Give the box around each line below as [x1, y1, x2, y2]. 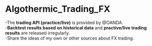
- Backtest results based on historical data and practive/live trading [5, 24, 147, 30]
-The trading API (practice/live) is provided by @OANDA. [5, 20, 124, 25]
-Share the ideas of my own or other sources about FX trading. [5, 35, 135, 41]
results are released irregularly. [5, 30, 70, 36]
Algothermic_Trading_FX [5, 3, 111, 15]
